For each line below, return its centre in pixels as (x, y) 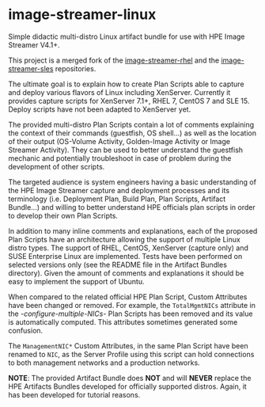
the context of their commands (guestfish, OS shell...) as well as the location (132, 133)
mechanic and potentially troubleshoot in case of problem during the (120, 158)
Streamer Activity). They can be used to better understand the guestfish (126, 150)
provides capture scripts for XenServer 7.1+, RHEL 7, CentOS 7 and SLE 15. (129, 101)
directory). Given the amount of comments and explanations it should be (126, 273)
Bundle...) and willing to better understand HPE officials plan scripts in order (132, 207)
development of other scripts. (57, 166)
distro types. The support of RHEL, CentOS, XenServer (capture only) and (129, 248)
